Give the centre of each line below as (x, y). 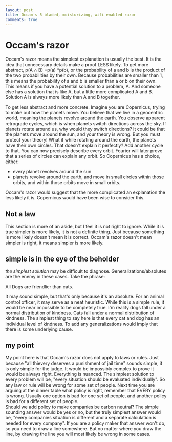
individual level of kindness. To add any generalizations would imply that (82, 324)
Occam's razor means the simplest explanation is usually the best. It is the (83, 59)
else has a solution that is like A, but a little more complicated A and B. (79, 92)
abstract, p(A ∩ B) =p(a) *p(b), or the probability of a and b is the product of (85, 70)
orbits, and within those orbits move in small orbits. (67, 183)
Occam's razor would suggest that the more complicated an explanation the (85, 192)
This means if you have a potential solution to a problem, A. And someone (83, 86)
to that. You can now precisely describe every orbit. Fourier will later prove (84, 151)
